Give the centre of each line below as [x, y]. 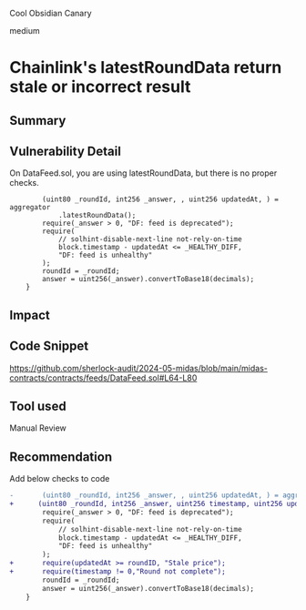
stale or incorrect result [100, 87]
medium [25, 30]
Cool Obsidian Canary [51, 13]
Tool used [38, 406]
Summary [38, 121]
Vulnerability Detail [65, 151]
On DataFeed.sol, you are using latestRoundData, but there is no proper [143, 173]
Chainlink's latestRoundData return [146, 68]
